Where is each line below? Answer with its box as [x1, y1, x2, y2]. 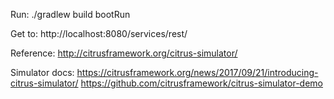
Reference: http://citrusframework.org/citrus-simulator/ [10, 47, 238, 59]
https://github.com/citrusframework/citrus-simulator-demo [80, 77, 324, 89]
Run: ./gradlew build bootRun [10, 9, 131, 20]
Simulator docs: [10, 67, 75, 78]
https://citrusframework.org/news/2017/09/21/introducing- [76, 67, 319, 78]
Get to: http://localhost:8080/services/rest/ [10, 28, 188, 39]
